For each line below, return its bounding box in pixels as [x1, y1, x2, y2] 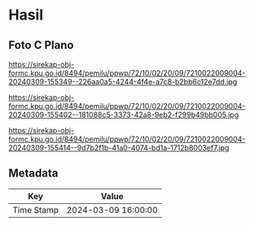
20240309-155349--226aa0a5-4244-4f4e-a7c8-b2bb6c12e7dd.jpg [8, 77, 238, 86]
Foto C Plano [8, 38, 74, 52]
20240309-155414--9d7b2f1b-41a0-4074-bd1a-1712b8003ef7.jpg [8, 143, 230, 152]
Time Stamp [12, 204, 59, 215]
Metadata [8, 167, 59, 180]
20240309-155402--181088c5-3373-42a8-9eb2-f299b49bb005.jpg [8, 110, 239, 120]
